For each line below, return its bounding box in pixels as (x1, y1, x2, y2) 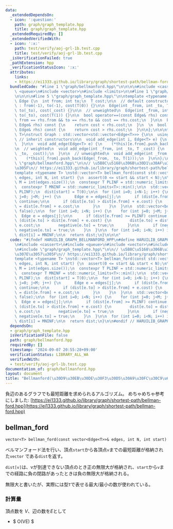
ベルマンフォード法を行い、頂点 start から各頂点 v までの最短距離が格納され (5, 446, 164, 453)
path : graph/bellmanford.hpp (10, 338, 73, 343)
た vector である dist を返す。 (5, 453, 66, 459)
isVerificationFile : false (10, 333, 68, 338)
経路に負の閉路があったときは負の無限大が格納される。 (14, 470, 132, 477)
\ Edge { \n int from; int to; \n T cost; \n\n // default (14, 98, 144, 103)
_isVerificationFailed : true (10, 55, 73, 61)
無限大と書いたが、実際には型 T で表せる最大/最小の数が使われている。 (5, 481, 153, 487)
